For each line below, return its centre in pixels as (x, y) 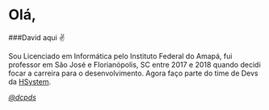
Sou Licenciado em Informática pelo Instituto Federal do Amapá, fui (120, 56)
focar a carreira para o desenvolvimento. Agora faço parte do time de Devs (133, 73)
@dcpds (22, 97)
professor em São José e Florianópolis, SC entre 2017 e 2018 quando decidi (134, 64)
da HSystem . (29, 81)
